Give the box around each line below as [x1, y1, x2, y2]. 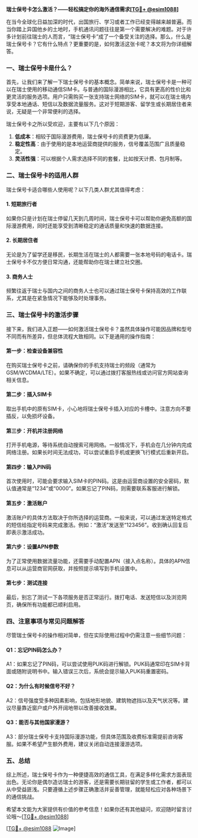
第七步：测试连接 [6, 580, 48, 587]
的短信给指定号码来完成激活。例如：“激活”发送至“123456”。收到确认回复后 [6, 521, 189, 528]
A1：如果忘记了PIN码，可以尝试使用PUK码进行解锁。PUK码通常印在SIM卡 [6, 660, 186, 667]
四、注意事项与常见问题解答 [6, 617, 85, 625]
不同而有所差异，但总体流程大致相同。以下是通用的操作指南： [6, 333, 156, 340]
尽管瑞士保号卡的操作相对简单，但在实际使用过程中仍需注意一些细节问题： [6, 631, 187, 639]
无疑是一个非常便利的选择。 [16, 108, 84, 115]
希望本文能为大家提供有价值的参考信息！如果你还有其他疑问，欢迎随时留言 [6, 806, 187, 813]
